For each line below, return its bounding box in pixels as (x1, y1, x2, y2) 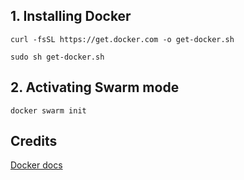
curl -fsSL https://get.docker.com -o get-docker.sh (10, 34, 235, 44)
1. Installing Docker (10, 8, 132, 25)
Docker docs (10, 159, 63, 171)
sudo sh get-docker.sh (10, 52, 105, 62)
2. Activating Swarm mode (10, 79, 180, 96)
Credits (10, 133, 58, 150)
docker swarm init (10, 105, 87, 116)
